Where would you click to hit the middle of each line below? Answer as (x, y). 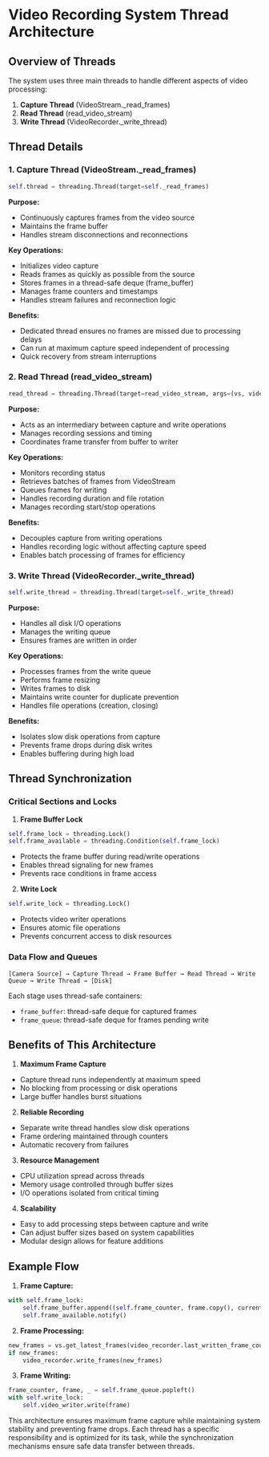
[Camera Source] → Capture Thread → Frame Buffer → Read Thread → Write (132, 974)
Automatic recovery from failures (74, 1145)
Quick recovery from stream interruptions (88, 356)
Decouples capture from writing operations (91, 538)
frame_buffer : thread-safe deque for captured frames (108, 1011)
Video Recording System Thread (119, 15)
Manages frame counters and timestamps (89, 291)
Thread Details (46, 147)
